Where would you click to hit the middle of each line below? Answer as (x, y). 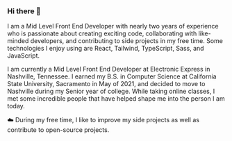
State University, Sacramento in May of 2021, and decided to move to (106, 84)
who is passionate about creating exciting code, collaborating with (102, 33)
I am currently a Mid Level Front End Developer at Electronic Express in (109, 69)
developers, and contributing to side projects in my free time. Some (127, 41)
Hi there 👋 (24, 11)
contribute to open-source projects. (58, 130)
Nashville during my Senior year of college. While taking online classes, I (111, 91)
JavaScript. (24, 56)
